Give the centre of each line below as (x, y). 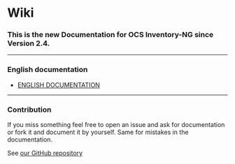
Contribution (29, 110)
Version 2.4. (29, 43)
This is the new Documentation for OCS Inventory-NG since (111, 35)
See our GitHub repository (45, 153)
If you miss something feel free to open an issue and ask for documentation (116, 125)
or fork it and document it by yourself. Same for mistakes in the (98, 132)
